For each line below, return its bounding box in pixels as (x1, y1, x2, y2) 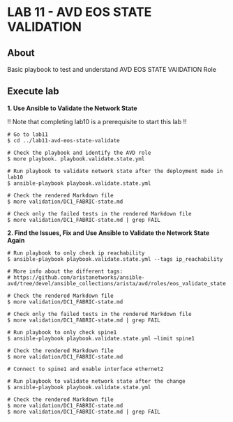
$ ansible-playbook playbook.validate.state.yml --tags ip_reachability (7, 255, 223, 262)
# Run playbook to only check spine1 (7, 329, 117, 336)
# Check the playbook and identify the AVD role (7, 149, 151, 156)
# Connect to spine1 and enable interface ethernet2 (7, 366, 164, 372)
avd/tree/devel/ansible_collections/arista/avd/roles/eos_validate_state (7, 280, 227, 287)
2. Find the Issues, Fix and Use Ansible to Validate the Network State (7, 228, 210, 237)
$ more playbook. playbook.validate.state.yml (7, 155, 145, 163)
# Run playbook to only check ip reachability (7, 249, 145, 257)
